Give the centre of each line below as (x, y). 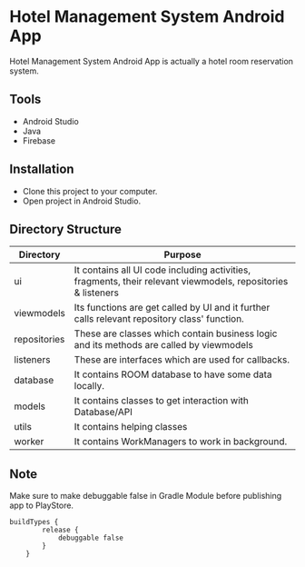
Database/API (103, 413)
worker (29, 442)
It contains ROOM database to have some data (173, 374)
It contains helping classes (131, 427)
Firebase (39, 140)
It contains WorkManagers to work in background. (181, 442)
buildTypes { (34, 522)
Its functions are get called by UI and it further (172, 308)
